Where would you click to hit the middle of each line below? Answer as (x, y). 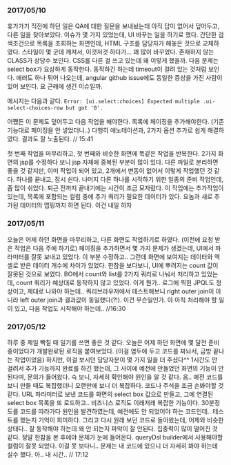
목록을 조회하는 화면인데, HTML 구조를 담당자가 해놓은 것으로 (119, 43)
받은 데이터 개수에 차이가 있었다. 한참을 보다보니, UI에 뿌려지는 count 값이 (119, 265)
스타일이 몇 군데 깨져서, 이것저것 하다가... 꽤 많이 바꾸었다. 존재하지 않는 (118, 52)
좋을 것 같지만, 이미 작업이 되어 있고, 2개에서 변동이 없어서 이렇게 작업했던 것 (110, 171)
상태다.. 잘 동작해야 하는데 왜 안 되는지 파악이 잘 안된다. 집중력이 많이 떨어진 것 (113, 428)
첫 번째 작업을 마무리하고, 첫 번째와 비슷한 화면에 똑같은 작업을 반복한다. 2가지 (112, 154)
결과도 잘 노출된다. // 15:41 (58, 139)
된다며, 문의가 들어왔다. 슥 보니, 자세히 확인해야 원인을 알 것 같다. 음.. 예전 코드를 (115, 377)
